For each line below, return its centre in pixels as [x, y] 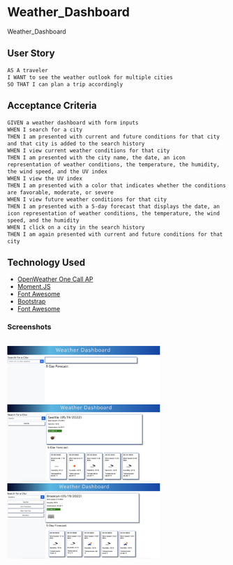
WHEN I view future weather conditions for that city [87, 199]
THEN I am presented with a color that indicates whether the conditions [117, 186]
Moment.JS [34, 287]
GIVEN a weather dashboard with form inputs [73, 123]
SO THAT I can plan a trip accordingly [65, 84]
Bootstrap [31, 301]
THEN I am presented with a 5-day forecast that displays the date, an [113, 206]
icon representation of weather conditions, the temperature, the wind [113, 213]
